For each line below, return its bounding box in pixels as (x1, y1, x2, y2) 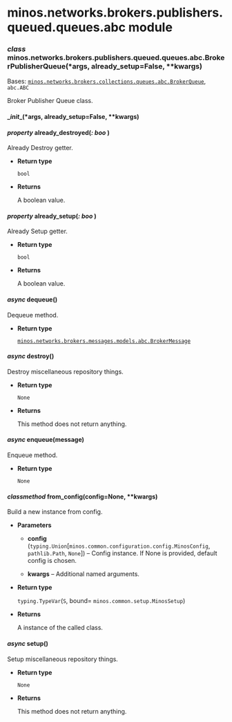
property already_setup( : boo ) (7, 212, 97, 220)
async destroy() (7, 352, 55, 360)
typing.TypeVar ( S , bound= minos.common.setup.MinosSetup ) (17, 597, 186, 605)
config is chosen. (27, 557, 77, 565)
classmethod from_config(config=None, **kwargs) (7, 492, 158, 501)
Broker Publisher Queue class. (7, 97, 93, 105)
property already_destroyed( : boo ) (7, 128, 110, 136)
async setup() (7, 639, 48, 647)
